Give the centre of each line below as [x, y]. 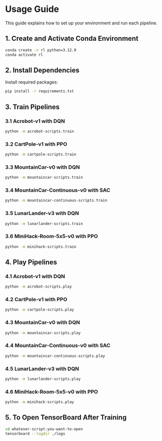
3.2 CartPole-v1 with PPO [36, 144]
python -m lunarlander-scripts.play [43, 379]
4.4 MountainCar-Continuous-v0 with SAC [58, 345]
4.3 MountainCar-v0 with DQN [43, 323]
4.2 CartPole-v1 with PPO [36, 300]
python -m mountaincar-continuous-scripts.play [55, 356]
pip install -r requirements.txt [40, 91]
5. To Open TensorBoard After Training [66, 417]
